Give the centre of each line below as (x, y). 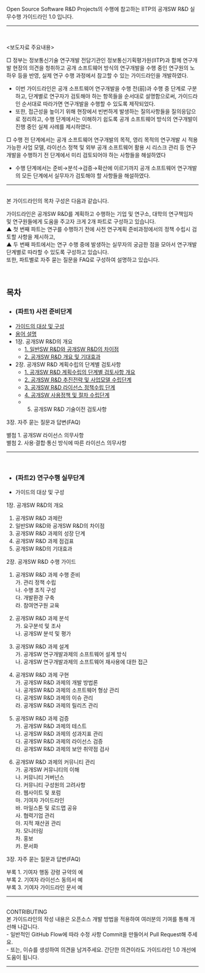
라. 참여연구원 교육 (37, 605)
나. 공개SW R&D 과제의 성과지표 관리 (59, 733)
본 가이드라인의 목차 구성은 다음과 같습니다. (58, 201)
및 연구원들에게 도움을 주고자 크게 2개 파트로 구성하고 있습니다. (81, 221)
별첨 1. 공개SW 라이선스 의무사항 (45, 435)
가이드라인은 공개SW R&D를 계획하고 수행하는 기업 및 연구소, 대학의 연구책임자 (100, 214)
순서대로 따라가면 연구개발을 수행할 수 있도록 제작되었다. (88, 104)
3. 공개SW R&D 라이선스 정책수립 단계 (70, 387)
